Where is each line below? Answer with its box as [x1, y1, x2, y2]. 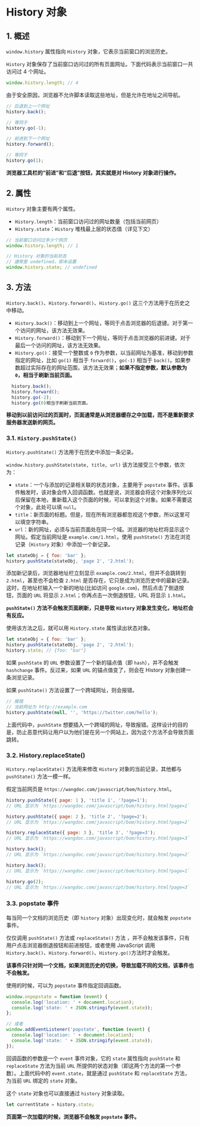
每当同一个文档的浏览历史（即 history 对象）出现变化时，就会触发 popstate [6, 914, 192, 921]
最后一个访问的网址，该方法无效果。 [14, 342, 104, 349]
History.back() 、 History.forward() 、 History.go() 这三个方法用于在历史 [6, 299, 185, 306]
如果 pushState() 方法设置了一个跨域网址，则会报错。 [6, 687, 138, 694]
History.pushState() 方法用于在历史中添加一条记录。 [6, 448, 137, 455]
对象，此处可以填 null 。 [20, 503, 80, 511]
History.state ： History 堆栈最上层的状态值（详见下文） [14, 225, 154, 232]
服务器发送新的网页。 [6, 419, 58, 426]
